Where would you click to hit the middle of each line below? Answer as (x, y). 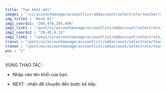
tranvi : (14, 42)
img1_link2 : (19, 37)
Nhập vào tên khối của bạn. (40, 74)
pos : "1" (15, 51)
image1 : (14, 14)
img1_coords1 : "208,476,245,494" (40, 23)
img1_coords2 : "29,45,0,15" (35, 32)
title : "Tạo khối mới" (28, 10)
